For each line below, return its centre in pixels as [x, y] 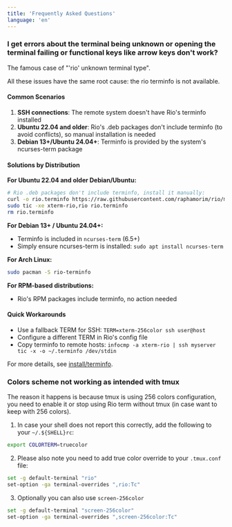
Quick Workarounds [37, 314]
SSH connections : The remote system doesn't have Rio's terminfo [112, 112]
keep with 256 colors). [39, 412]
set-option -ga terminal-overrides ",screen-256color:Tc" [92, 517]
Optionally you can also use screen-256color [80, 497]
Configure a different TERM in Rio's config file [83, 337]
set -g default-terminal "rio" [52, 478]
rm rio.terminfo [30, 212]
